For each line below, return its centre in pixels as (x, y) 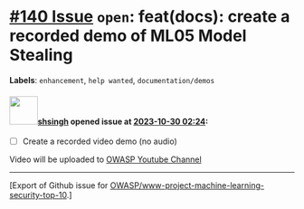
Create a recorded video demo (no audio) (100, 141)
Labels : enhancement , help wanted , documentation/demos (112, 80)
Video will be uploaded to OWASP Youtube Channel (105, 159)
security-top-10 (38, 195)
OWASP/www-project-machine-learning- (187, 185)
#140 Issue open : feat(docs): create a (150, 17)
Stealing (41, 55)
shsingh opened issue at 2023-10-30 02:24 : (123, 121)
